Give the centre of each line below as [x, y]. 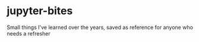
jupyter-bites [40, 11]
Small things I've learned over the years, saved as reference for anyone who [100, 27]
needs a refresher [29, 33]
